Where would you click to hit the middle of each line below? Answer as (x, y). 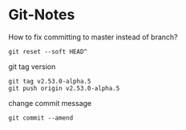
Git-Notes (42, 15)
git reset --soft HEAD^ (48, 51)
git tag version (32, 67)
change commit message (50, 103)
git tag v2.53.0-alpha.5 (50, 81)
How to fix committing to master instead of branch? (93, 37)
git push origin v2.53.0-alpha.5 (64, 88)
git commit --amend (41, 118)
